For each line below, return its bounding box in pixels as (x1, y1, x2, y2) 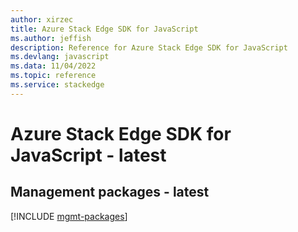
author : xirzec (10, 14, 74, 25)
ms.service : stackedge (10, 80, 105, 90)
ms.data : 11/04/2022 (10, 61, 97, 71)
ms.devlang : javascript (10, 52, 110, 62)
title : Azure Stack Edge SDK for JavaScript (10, 24, 199, 34)
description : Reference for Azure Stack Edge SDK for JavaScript (10, 42, 288, 53)
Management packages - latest (10, 184, 210, 201)
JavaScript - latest (10, 144, 167, 166)
